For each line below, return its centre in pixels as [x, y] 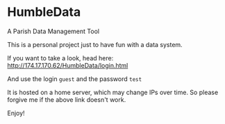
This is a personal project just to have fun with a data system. [95, 44]
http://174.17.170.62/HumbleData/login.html [68, 65]
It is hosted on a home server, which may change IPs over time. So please [113, 92]
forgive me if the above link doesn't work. [67, 99]
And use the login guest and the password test [75, 79]
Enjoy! [16, 113]
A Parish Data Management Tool [53, 31]
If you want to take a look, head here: [60, 58]
